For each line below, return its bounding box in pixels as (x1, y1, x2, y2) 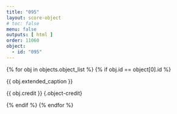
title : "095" (6, 9, 40, 15)
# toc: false (6, 20, 40, 26)
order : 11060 (6, 37, 40, 44)
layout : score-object (6, 15, 62, 21)
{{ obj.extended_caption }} (6, 77, 73, 85)
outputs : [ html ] (6, 32, 53, 38)
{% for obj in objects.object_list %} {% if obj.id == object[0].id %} (6, 66, 172, 73)
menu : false (6, 26, 37, 32)
